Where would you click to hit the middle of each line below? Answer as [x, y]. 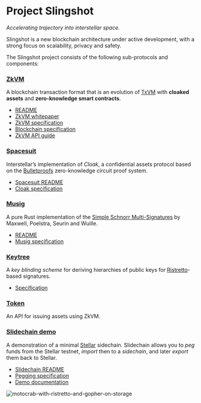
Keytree [18, 257]
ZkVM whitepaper [37, 116]
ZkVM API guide [35, 135]
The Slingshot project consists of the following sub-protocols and [87, 57]
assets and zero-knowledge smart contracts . [64, 99]
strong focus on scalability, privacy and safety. [64, 46]
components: [22, 63]
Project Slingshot [50, 11]
